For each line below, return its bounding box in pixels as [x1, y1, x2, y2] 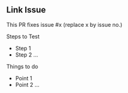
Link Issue [6, 5, 46, 15]
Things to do [6, 63, 39, 70]
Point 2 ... [15, 81, 40, 88]
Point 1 [15, 74, 32, 81]
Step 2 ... [15, 51, 39, 58]
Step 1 [15, 44, 31, 52]
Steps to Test [6, 33, 40, 40]
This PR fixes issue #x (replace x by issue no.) [6, 21, 122, 28]
